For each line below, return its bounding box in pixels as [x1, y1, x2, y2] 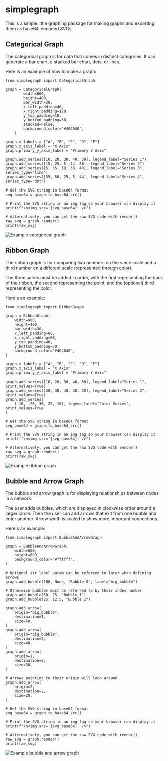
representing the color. [5, 285, 53, 291]
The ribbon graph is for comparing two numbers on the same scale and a [5, 259, 156, 265]
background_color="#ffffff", [14, 557, 75, 562]
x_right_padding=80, [14, 335, 57, 340]
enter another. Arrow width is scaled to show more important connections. [5, 516, 159, 522]
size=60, [14, 619, 33, 624]
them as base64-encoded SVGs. [5, 25, 73, 31]
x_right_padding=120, [23, 109, 69, 114]
